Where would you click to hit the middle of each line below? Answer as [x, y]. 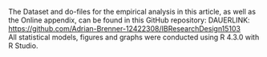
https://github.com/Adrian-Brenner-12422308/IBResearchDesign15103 [125, 28]
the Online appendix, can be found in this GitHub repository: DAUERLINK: [129, 20]
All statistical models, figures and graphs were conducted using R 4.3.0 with [134, 37]
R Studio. [23, 46]
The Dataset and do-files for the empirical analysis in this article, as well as [132, 12]
